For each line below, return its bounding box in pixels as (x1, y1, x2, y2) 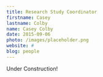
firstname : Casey (6, 15, 51, 21)
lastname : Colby (6, 20, 48, 26)
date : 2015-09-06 (6, 32, 51, 38)
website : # (6, 43, 34, 49)
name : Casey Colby (6, 25, 53, 32)
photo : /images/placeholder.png (6, 37, 89, 43)
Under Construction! (6, 65, 58, 72)
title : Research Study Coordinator (6, 8, 97, 15)
